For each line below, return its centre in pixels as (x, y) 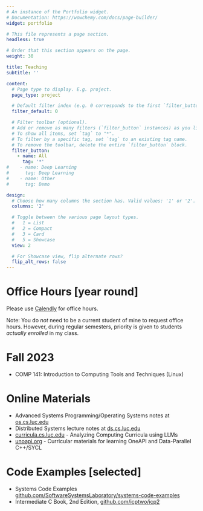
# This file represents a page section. (58, 34)
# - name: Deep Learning (42, 168)
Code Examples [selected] (74, 472)
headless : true (25, 40)
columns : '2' (28, 206)
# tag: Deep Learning (40, 173)
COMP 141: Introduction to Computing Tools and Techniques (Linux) (99, 374)
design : (16, 195)
